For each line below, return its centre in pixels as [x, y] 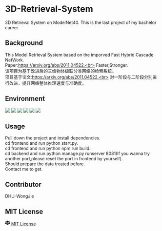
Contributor [23, 184]
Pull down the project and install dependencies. [53, 138]
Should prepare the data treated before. [45, 164]
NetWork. [15, 60]
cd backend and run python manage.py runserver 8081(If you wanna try [78, 154]
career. [12, 27]
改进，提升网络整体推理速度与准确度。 [48, 83]
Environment [25, 99]
